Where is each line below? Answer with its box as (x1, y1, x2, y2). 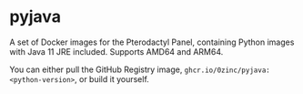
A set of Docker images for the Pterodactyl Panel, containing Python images (9, 37, 295, 47)
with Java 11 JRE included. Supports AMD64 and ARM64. (9, 46, 224, 57)
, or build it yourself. (74, 73, 150, 84)
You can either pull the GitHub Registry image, (9, 64, 183, 75)
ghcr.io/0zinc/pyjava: (184, 66, 270, 75)
